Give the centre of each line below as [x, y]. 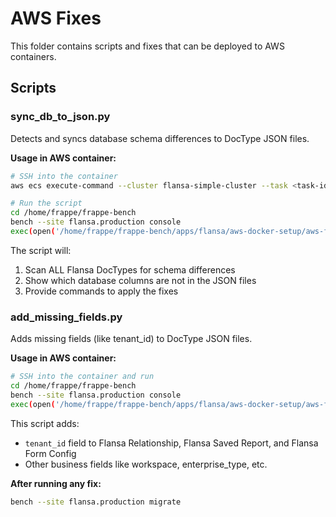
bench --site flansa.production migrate [96, 502]
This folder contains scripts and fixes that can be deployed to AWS [147, 46]
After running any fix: [56, 483]
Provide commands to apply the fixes [101, 291]
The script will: [41, 250]
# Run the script [46, 203]
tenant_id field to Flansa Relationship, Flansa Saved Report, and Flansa [171, 443]
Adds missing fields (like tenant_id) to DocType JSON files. [131, 339]
